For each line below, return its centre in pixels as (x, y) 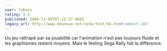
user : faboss (18, 10)
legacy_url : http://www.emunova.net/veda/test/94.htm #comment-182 (76, 24)
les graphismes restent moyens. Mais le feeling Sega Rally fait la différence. (83, 43)
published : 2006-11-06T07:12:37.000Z (45, 19)
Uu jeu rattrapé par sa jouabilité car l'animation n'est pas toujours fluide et (82, 38)
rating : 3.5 (17, 14)
